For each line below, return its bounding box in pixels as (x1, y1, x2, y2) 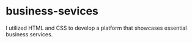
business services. (6, 30, 53, 38)
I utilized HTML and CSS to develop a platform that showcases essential (6, 24, 187, 31)
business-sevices (6, 4, 98, 18)
